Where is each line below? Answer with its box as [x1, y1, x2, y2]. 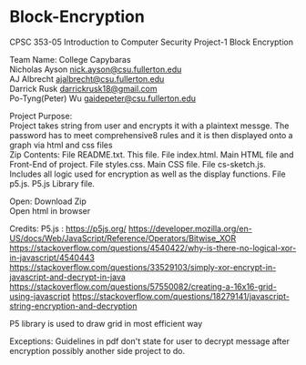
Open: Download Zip [9, 196, 87, 207]
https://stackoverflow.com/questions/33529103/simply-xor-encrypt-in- [9, 261, 277, 272]
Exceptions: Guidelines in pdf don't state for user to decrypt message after [9, 335, 290, 347]
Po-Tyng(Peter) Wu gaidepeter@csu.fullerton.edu [9, 93, 197, 104]
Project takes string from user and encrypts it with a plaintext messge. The [9, 120, 290, 131]
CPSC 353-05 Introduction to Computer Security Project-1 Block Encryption [9, 36, 294, 47]
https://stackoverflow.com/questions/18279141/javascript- [72, 290, 290, 301]
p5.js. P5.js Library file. [9, 177, 96, 188]
